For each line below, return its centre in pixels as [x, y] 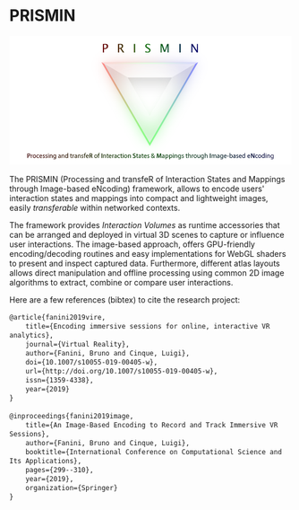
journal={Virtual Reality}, [77, 345]
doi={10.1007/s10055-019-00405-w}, [92, 363]
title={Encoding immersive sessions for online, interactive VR [148, 327]
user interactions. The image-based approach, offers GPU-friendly [132, 244]
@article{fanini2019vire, [57, 318]
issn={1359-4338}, [60, 381]
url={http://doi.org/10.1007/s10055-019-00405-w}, [122, 372]
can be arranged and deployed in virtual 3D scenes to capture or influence [147, 235]
